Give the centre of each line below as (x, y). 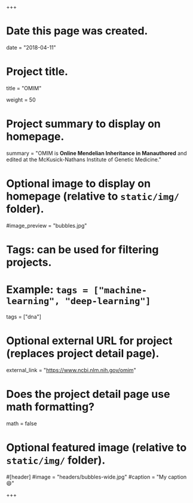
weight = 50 (21, 100)
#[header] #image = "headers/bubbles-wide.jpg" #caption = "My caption (96, 477)
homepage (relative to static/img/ (93, 196)
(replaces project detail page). (83, 354)
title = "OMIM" (24, 88)
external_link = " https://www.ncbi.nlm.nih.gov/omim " (71, 370)
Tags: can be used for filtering (82, 249)
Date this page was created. (77, 31)
